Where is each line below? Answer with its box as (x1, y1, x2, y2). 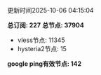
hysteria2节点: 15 (17, 45, 67, 53)
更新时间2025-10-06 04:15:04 (7, 6, 94, 14)
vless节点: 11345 (17, 36, 65, 44)
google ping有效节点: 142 (7, 60, 82, 68)
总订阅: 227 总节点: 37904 (7, 21, 84, 29)
